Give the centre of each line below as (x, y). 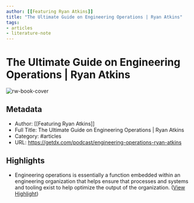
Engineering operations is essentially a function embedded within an (97, 175)
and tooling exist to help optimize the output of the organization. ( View (100, 187)
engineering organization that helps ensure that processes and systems (101, 181)
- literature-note (29, 33)
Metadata (24, 109)
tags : (13, 22)
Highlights (26, 161)
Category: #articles (38, 136)
